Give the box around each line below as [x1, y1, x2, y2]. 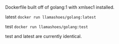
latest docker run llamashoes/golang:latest [5, 14, 96, 19]
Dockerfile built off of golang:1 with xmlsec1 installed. [5, 4, 115, 10]
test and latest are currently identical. [5, 33, 82, 39]
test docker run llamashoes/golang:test [5, 23, 88, 29]
